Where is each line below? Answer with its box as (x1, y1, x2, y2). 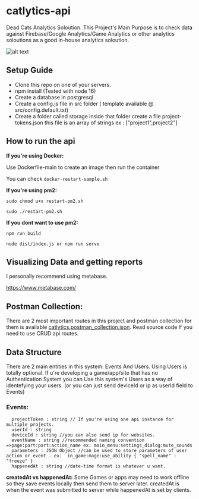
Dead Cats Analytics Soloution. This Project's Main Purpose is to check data (6, 24, 193, 31)
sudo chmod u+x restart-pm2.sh (6, 198, 84, 204)
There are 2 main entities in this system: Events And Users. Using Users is (6, 363, 187, 370)
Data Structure (6, 347, 62, 357)
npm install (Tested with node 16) (14, 87, 96, 95)
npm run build (6, 230, 42, 236)
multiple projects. (6, 422, 55, 428)
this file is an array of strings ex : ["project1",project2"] (44, 119, 178, 126)
